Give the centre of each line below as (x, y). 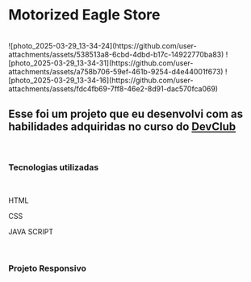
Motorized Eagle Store (84, 15)
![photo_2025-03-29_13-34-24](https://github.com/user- (102, 45)
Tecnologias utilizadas (54, 167)
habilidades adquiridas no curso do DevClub (122, 127)
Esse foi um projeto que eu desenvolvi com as (126, 114)
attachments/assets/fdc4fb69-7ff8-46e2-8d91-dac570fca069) (113, 88)
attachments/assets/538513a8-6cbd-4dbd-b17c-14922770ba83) (116, 54)
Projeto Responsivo (47, 268)
